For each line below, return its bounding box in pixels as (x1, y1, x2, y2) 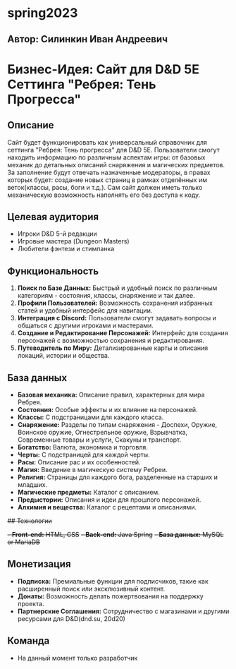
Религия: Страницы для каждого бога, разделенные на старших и (17, 473, 218, 481)
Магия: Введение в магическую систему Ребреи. (17, 466, 168, 474)
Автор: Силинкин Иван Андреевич (7, 33, 168, 45)
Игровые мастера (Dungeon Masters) (17, 237, 130, 246)
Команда (7, 635, 50, 647)
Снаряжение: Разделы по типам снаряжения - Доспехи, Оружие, (17, 421, 218, 429)
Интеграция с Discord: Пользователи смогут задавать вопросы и (17, 314, 217, 323)
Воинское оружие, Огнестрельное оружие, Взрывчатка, (17, 428, 188, 437)
